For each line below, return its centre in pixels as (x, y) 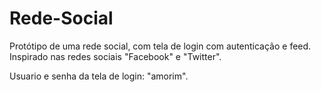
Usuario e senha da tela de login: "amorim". (99, 76)
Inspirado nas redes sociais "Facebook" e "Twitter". (115, 56)
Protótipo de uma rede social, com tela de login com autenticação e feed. (160, 46)
